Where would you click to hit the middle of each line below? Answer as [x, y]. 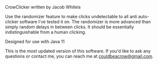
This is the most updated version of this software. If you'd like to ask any [78, 51]
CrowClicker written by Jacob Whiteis [43, 7]
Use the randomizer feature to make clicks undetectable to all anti [71, 16]
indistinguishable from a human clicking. [46, 32]
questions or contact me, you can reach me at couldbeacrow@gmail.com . [79, 56]
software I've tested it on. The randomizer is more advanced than [85, 22]
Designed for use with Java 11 [35, 42]
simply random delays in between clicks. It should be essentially [69, 27]
